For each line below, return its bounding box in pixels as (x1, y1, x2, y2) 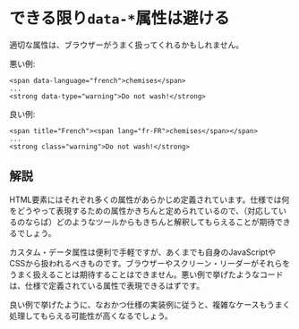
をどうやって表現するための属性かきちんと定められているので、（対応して (9, 205, 279, 215)
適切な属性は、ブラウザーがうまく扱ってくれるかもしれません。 (9, 39, 244, 50)
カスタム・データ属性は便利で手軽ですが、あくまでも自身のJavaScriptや (9, 247, 276, 257)
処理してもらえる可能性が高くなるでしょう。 (9, 310, 173, 321)
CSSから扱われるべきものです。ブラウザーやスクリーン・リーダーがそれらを (9, 257, 291, 268)
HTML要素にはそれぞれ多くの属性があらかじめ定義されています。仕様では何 (9, 194, 290, 205)
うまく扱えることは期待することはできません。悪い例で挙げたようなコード (9, 269, 284, 280)
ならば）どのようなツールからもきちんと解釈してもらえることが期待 (24, 216, 276, 227)
